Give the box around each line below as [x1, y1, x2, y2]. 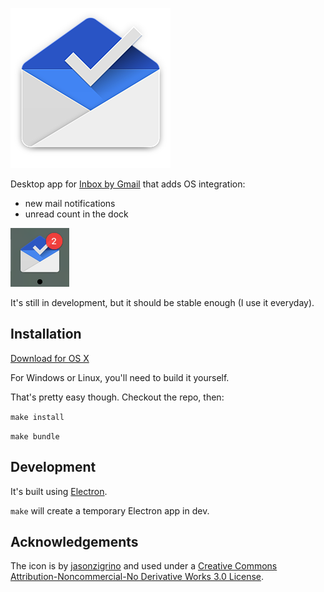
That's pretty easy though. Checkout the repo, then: [10, 391, 225, 403]
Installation [10, 326, 82, 343]
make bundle [10, 431, 60, 442]
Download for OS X [10, 352, 90, 364]
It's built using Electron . [10, 485, 108, 497]
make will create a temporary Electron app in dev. [10, 504, 210, 517]
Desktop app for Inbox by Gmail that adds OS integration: [10, 178, 246, 190]
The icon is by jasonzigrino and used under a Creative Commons [10, 560, 278, 572]
